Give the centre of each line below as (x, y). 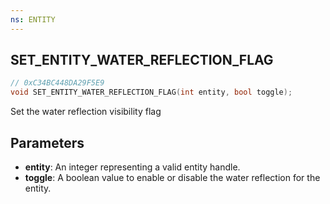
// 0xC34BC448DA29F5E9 (57, 83)
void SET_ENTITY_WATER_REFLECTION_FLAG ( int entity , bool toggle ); (151, 92)
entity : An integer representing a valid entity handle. (132, 167)
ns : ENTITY (33, 19)
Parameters (47, 142)
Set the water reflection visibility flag (86, 112)
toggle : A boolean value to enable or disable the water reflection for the (172, 177)
